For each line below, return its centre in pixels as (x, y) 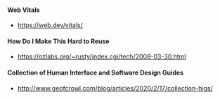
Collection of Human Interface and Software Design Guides (96, 73)
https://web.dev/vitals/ (50, 25)
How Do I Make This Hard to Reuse (59, 41)
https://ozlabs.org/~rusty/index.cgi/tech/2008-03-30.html (102, 56)
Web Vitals (24, 10)
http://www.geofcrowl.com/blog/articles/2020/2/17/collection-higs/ (115, 88)
